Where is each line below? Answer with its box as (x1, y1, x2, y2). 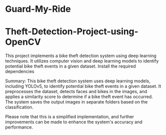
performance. (5, 124, 33, 130)
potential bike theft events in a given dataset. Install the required (5, 63, 136, 69)
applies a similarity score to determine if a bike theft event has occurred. (5, 94, 153, 100)
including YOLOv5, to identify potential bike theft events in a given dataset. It (5, 83, 162, 89)
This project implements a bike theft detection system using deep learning (5, 53, 157, 59)
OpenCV (5, 36, 41, 48)
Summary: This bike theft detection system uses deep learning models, (5, 78, 151, 84)
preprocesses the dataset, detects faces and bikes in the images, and (5, 89, 147, 95)
